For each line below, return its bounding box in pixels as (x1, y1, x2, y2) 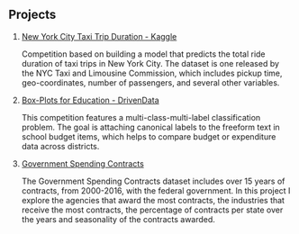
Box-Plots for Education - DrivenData (21, 94, 159, 105)
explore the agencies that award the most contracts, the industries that (21, 194, 285, 205)
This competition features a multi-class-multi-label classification (21, 112, 261, 122)
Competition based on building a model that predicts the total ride (21, 49, 267, 59)
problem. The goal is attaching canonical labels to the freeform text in (21, 121, 280, 132)
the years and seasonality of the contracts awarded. (21, 213, 215, 224)
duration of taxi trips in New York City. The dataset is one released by (21, 58, 280, 68)
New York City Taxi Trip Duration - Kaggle (21, 31, 177, 41)
